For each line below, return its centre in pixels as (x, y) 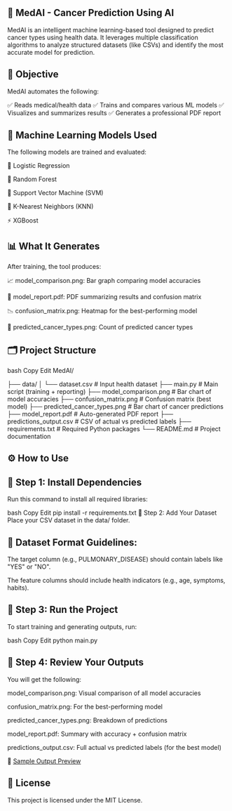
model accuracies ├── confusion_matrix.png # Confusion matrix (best (109, 399)
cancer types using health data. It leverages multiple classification (103, 37)
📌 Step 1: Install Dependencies (75, 482)
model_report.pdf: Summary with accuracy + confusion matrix (97, 734)
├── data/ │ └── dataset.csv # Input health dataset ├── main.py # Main (113, 384)
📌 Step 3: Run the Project (63, 610)
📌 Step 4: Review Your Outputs (75, 662)
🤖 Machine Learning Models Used (82, 135)
